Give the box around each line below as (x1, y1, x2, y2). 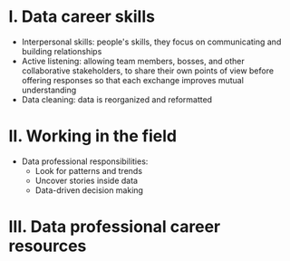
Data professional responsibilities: (21, 156, 149, 167)
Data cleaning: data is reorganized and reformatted (21, 93, 213, 105)
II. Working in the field (8, 126, 178, 147)
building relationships (21, 45, 102, 56)
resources (8, 236, 87, 256)
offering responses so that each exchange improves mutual (21, 74, 244, 85)
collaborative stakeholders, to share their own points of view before (21, 65, 274, 76)
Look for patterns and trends (34, 165, 142, 176)
